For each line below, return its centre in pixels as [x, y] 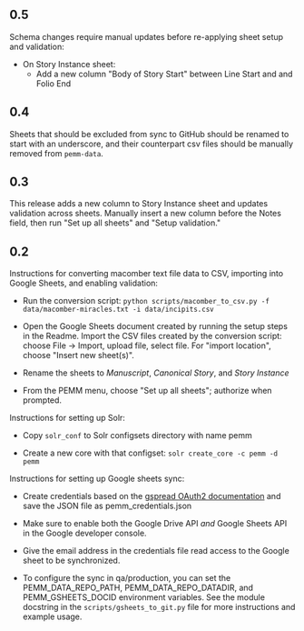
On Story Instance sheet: [69, 64]
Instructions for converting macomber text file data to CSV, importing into [147, 274]
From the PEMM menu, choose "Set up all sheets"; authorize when [147, 391]
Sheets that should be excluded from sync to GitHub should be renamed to [149, 134]
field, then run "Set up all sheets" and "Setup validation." [115, 223]
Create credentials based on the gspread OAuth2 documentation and [152, 496]
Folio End [54, 83]
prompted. [42, 400]
